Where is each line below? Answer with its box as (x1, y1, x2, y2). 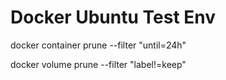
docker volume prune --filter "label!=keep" (10, 58, 187, 70)
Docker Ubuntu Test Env (10, 6, 217, 29)
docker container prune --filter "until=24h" (10, 39, 187, 51)
